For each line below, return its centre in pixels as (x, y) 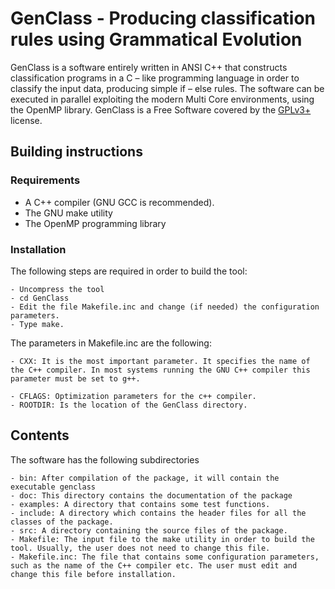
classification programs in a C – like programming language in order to (155, 78)
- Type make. (37, 324)
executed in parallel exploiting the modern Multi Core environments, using (162, 99)
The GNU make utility (68, 213)
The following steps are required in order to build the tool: (129, 271)
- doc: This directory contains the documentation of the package (151, 495)
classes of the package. (62, 522)
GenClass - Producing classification (163, 18)
